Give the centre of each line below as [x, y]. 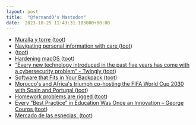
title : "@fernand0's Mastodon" [46, 17]
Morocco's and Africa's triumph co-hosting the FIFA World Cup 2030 [99, 84]
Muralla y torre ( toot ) [40, 40]
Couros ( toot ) [31, 109]
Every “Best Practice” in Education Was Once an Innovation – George [99, 103]
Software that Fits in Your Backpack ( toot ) [66, 77]
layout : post [22, 12]
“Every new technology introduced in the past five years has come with [102, 65]
